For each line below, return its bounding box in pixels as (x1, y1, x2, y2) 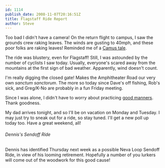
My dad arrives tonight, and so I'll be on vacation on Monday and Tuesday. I (5, 110, 160, 116)
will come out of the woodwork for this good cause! (5, 157, 110, 163)
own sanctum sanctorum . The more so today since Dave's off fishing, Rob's (5, 80, 160, 86)
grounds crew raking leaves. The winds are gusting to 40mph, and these (5, 40, 154, 46)
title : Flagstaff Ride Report (5, 16, 68, 21)
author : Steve (5, 21, 35, 26)
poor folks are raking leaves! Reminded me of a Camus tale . (5, 45, 127, 51)
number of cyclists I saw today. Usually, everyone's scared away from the (5, 60, 156, 66)
